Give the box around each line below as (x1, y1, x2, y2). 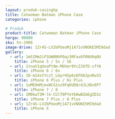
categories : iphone (5, 17, 47, 22)
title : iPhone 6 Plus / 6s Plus (14, 78, 83, 83)
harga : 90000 (5, 35, 33, 41)
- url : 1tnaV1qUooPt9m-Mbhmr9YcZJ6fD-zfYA (10, 64, 101, 69)
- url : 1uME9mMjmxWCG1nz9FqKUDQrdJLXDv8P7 (10, 83, 101, 88)
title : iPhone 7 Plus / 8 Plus (14, 97, 81, 102)
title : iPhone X (14, 106, 49, 111)
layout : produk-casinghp (5, 7, 58, 13)
